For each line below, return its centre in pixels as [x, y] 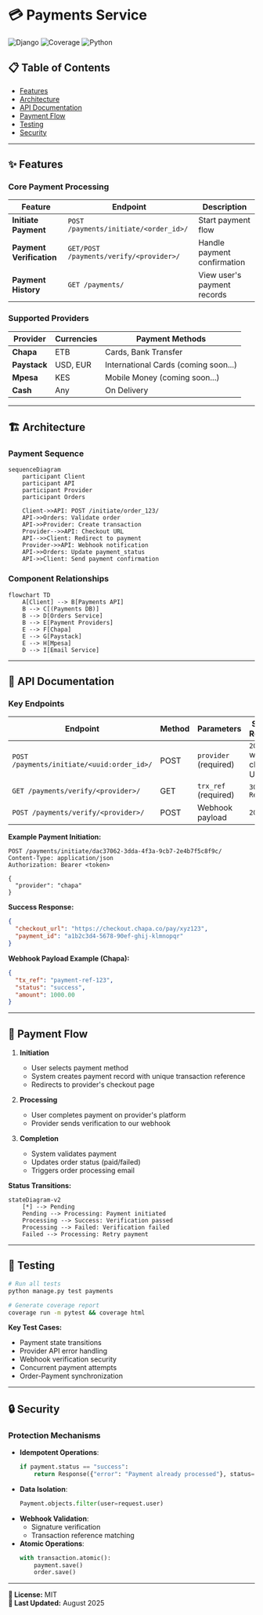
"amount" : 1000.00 [45, 995]
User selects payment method [80, 1068]
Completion [39, 1139]
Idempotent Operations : [59, 1453]
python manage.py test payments [61, 1291]
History [26, 290]
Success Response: [41, 907]
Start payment [224, 221]
